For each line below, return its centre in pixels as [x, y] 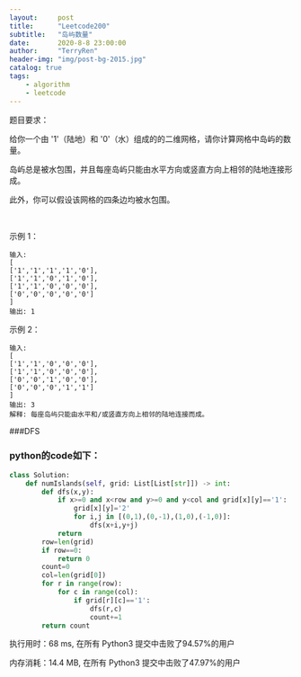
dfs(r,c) [106, 609]
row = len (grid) [68, 542]
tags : [19, 76]
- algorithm [48, 85]
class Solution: [40, 475]
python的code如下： [55, 456]
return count [66, 626]
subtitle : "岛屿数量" [51, 34]
